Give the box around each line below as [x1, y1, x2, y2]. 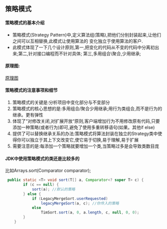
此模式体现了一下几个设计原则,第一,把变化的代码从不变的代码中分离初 [12, 44, 155, 50]
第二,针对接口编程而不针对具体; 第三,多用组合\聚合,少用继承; [18, 50, 141, 56]
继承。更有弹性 [12, 112, 43, 117]
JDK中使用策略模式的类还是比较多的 [5, 155, 80, 161]
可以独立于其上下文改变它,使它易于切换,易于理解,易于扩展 [21, 137, 139, 142]
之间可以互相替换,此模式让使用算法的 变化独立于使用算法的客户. [12, 38, 143, 44]
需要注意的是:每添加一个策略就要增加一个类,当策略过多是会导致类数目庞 [12, 143, 160, 149]
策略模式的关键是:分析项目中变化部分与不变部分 [12, 99, 110, 105]
